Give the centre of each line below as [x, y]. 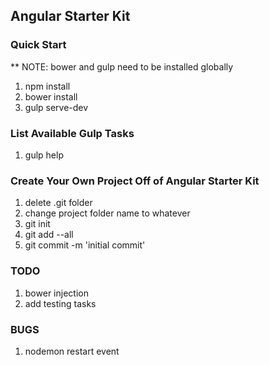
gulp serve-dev [56, 107]
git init [37, 224]
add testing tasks [60, 303]
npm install [47, 86]
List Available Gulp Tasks [72, 133]
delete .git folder [58, 203]
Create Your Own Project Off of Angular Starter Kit [135, 181]
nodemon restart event [72, 351]
